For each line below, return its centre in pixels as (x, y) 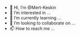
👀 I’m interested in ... (30, 13)
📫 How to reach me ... (32, 28)
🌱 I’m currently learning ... (35, 18)
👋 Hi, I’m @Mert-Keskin (33, 8)
